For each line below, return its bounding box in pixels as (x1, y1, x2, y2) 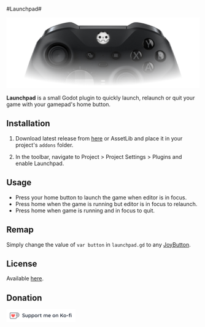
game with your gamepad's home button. (6, 101, 111, 108)
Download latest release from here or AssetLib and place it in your (15, 134, 183, 142)
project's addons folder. (15, 141, 74, 148)
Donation (6, 293, 42, 303)
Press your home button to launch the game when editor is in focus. (15, 193, 187, 201)
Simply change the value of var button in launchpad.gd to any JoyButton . (6, 240, 191, 248)
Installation (6, 118, 50, 129)
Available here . (6, 275, 44, 282)
